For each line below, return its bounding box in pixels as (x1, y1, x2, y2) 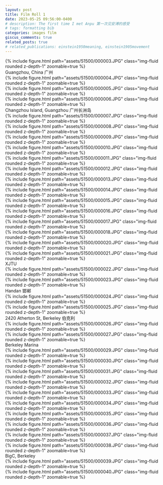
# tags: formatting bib (5, 26, 55, 31)
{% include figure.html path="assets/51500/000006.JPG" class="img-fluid (5, 96, 159, 102)
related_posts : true (5, 40, 48, 45)
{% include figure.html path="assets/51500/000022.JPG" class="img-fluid (5, 266, 159, 272)
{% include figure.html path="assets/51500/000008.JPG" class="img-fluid (5, 123, 159, 129)
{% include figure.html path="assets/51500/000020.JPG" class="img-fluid (5, 239, 159, 245)
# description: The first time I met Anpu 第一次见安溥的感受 (5, 21, 130, 26)
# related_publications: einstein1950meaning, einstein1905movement (5, 44, 150, 49)
